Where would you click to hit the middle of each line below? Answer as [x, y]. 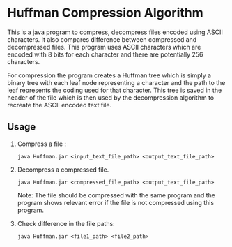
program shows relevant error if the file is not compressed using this [116, 202]
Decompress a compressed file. [63, 170]
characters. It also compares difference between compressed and [102, 39]
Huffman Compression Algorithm [105, 13]
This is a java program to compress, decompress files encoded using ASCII [115, 32]
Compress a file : [42, 144]
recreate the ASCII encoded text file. [60, 105]
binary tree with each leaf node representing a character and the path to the [116, 82]
